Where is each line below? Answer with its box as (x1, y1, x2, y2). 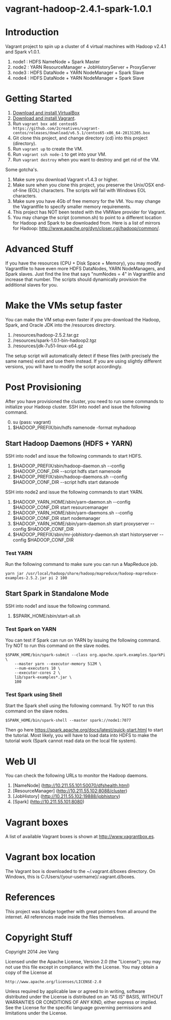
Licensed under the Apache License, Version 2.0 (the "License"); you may (5, 959, 161, 965)
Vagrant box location (5, 851, 96, 863)
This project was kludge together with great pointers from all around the (5, 909, 157, 915)
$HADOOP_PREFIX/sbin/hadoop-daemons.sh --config (12, 473, 128, 480)
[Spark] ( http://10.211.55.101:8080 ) (12, 799, 85, 805)
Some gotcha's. (5, 167, 38, 173)
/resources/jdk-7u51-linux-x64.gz (12, 343, 83, 349)
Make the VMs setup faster (5, 300, 123, 312)
